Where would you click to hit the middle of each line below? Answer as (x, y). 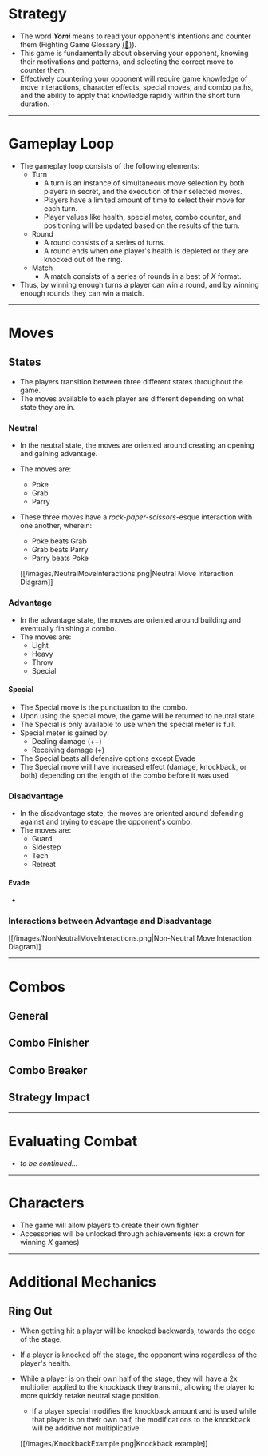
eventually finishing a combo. (68, 629)
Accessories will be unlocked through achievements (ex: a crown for (132, 1233)
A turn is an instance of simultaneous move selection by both (144, 183)
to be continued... (49, 1163)
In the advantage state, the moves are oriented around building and (130, 620)
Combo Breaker (48, 1070)
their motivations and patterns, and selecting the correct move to (126, 62)
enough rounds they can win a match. (82, 293)
